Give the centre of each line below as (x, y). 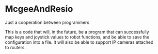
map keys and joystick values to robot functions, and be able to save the (77, 37)
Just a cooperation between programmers (47, 22)
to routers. (15, 47)
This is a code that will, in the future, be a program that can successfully (77, 32)
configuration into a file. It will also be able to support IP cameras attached (79, 42)
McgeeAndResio (39, 9)
